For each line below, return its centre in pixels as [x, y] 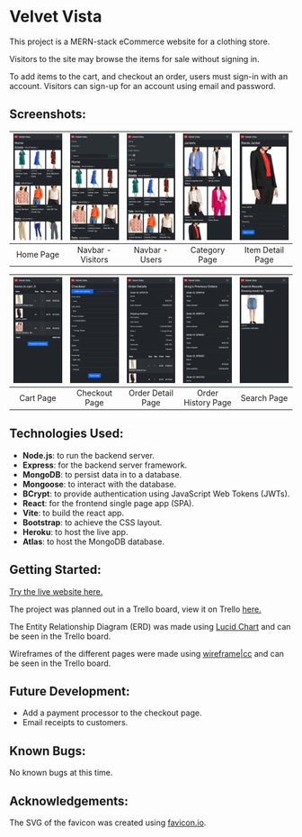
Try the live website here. [56, 591]
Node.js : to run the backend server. [89, 455]
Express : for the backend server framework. [105, 465]
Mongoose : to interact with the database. [99, 484]
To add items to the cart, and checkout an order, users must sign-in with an [149, 76]
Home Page [38, 255]
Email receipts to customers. [75, 723]
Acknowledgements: [69, 801]
